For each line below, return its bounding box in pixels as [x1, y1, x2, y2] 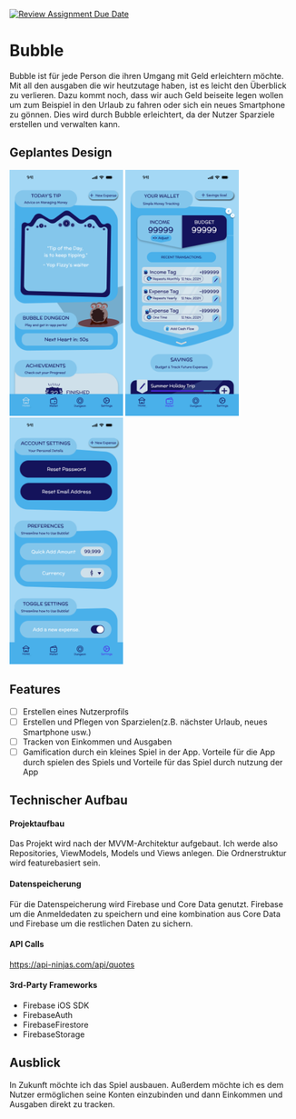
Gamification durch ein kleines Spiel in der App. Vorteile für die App [22, 746, 275, 757]
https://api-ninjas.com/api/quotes [9, 959, 135, 970]
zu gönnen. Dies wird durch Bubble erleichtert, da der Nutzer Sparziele [9, 109, 275, 120]
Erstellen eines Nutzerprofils [22, 705, 129, 717]
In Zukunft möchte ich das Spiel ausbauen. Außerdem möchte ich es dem [9, 1079, 284, 1090]
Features [9, 682, 61, 697]
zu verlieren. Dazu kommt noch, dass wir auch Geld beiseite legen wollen [9, 89, 284, 100]
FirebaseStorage [22, 1028, 85, 1040]
